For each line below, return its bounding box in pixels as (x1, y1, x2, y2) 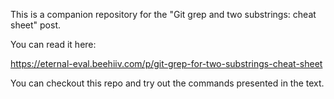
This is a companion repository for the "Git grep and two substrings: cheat (10, 9, 317, 20)
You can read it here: (10, 39, 97, 50)
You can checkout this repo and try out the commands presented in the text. (10, 77, 325, 89)
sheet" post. (10, 19, 62, 31)
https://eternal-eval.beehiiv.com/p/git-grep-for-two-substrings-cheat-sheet (10, 58, 323, 69)
